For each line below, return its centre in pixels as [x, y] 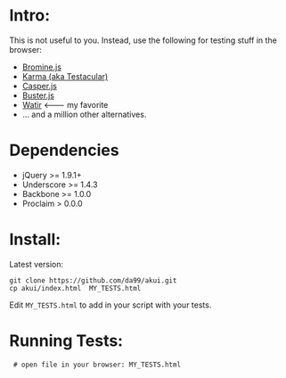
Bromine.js [42, 67]
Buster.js [38, 95]
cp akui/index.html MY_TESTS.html [75, 288]
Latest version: [37, 264]
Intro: [30, 16]
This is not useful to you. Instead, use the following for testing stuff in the [143, 40]
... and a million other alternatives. [84, 114]
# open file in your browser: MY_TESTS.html [97, 365]
